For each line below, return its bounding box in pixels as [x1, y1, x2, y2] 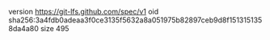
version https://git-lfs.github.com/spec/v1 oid [8, 7, 159, 16]
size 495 [40, 24, 70, 33]
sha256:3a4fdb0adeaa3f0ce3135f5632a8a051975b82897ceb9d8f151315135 [8, 15, 263, 25]
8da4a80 [8, 24, 39, 33]
